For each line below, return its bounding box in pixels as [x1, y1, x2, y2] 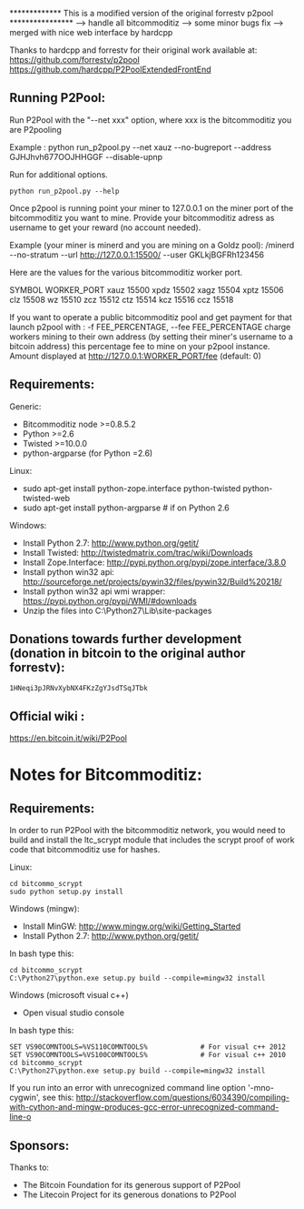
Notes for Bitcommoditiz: [9, 764, 202, 785]
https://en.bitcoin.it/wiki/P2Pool [9, 732, 127, 744]
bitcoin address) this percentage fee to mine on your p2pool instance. [9, 340, 270, 351]
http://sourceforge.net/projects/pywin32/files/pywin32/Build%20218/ [22, 576, 283, 587]
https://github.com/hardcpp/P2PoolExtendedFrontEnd [9, 64, 211, 75]
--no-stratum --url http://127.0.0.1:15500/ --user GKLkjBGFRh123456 [9, 249, 265, 260]
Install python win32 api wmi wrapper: [22, 586, 166, 597]
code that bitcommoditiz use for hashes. [9, 844, 161, 855]
